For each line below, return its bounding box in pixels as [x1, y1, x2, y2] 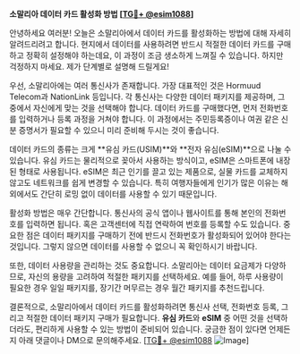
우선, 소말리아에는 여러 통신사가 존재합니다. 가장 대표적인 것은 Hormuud [9, 80, 261, 90]
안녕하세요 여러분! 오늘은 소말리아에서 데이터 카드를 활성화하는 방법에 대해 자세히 [9, 28, 292, 38]
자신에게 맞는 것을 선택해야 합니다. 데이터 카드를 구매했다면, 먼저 [32, 103, 258, 113]
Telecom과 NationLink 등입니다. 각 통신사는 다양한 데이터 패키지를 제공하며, [9, 91, 276, 102]
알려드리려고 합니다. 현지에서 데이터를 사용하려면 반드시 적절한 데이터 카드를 [9, 39, 275, 49]
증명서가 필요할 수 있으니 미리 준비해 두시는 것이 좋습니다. [18, 125, 219, 135]
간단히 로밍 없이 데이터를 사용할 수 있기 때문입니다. [39, 189, 218, 199]
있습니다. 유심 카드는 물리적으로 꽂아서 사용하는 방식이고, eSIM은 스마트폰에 [9, 156, 275, 165]
